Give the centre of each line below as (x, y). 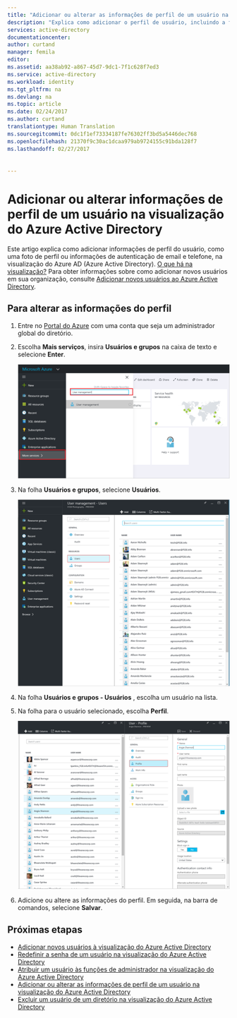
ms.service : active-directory (52, 74)
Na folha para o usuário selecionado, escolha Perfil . (93, 711)
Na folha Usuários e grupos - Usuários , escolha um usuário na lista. (117, 698)
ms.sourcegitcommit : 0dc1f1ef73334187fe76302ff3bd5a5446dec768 (102, 134)
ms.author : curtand (36, 119)
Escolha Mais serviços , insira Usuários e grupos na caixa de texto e (117, 346)
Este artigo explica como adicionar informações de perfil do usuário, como (116, 249)
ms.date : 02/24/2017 (38, 112)
